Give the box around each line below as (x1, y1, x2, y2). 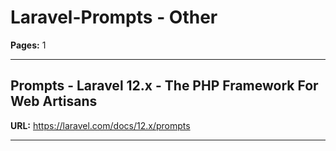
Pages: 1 (10, 39, 47, 51)
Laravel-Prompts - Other (10, 6, 218, 29)
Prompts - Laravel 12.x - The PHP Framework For (10, 77, 319, 95)
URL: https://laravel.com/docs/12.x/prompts (10, 119, 191, 131)
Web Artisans (10, 93, 98, 110)
